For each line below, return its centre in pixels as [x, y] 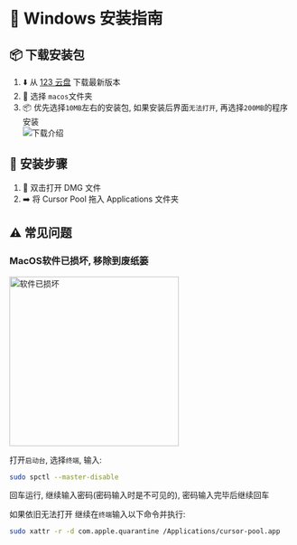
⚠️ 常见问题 [41, 233]
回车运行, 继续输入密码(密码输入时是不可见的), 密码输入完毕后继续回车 [139, 495]
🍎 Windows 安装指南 [86, 19]
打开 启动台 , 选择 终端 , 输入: [56, 460]
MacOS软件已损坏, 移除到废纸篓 [79, 261]
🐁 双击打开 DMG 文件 [61, 187]
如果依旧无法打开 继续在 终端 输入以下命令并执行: [97, 514]
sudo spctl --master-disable [64, 477]
